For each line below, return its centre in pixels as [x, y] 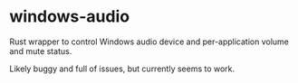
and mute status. [41, 51]
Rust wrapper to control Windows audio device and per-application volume [149, 41]
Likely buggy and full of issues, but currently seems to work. [122, 69]
